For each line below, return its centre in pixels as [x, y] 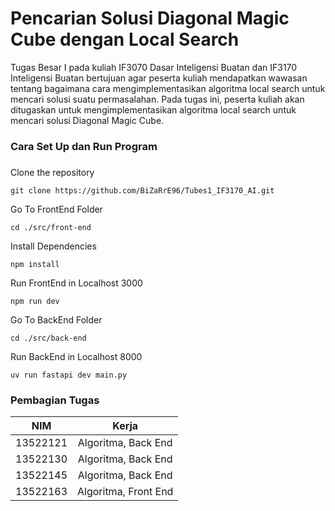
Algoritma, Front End [125, 492]
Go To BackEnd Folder [56, 319]
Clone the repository [52, 172]
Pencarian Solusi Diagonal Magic [150, 18]
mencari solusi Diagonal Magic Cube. [87, 120]
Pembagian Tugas [55, 400]
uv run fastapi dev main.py [69, 375]
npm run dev [35, 301]
